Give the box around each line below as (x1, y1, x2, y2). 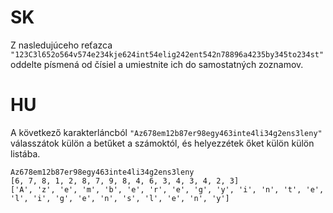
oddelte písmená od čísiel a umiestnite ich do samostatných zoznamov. (10, 58, 304, 70)
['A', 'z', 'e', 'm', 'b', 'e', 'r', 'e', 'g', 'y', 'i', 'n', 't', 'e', (10, 184, 325, 195)
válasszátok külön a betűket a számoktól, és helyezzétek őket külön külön (10, 137, 315, 149)
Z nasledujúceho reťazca (10, 39, 113, 51)
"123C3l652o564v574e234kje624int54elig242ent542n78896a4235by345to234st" (10, 49, 325, 60)
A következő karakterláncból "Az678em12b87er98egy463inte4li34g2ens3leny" (10, 126, 323, 138)
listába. (10, 147, 41, 160)
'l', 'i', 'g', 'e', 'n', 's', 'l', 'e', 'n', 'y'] (10, 193, 230, 203)
